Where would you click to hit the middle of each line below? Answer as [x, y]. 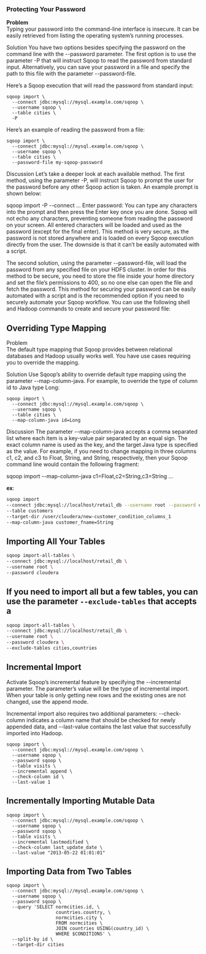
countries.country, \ [83, 913]
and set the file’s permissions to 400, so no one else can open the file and [100, 283]
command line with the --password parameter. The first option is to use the [101, 54]
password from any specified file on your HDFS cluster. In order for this [97, 270]
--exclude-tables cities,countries [52, 648]
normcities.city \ [79, 918]
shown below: [24, 194]
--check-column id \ [38, 776]
